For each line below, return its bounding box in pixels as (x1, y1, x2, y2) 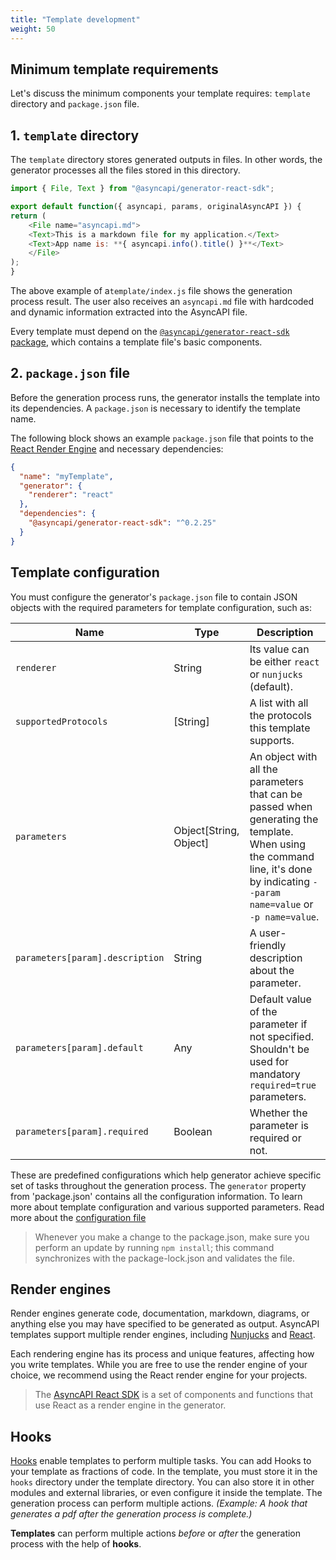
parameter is (249, 1118, 309, 1132)
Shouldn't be (249, 1042, 310, 1056)
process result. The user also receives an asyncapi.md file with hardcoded (10, 296, 315, 307)
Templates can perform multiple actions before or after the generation (10, 1527, 302, 1540)
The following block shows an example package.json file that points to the (10, 432, 314, 444)
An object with (249, 749, 318, 763)
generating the (249, 812, 319, 826)
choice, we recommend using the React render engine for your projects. (10, 1369, 308, 1381)
